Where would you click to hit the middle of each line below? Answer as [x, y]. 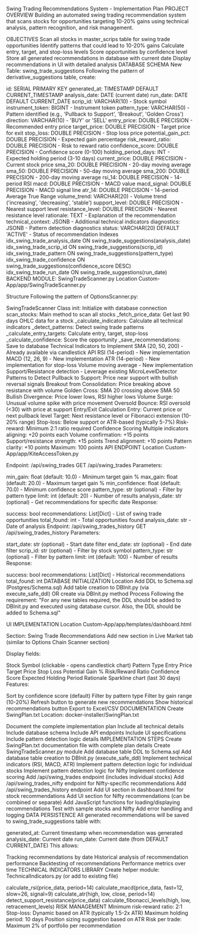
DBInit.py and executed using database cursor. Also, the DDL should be [94, 606]
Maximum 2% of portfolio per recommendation [64, 925]
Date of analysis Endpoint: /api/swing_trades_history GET [76, 526]
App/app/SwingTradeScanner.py [46, 285]
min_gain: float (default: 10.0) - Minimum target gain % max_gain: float [92, 477]
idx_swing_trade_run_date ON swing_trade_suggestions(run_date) [87, 272]
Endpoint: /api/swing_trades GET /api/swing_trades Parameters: [84, 465]
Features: [18, 684]
